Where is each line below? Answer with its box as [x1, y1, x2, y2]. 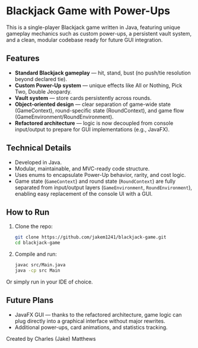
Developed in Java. [14, 159, 62, 166]
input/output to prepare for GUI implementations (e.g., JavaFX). [14, 125, 170, 133]
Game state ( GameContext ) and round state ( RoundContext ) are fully [14, 178, 176, 185]
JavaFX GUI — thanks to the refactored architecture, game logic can [14, 311, 182, 318]
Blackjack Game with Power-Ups [6, 4, 171, 18]
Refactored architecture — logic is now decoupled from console [14, 120, 174, 127]
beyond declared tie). [14, 75, 67, 82]
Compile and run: [14, 250, 58, 258]
